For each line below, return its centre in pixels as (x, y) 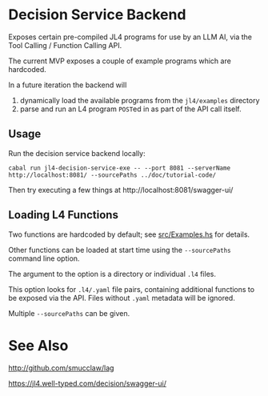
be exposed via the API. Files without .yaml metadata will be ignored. (122, 298)
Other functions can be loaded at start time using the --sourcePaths (120, 250)
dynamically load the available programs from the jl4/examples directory (140, 100)
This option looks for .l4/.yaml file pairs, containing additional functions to (131, 289)
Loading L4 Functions (63, 215)
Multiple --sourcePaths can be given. (69, 313)
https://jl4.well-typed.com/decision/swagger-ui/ (87, 383)
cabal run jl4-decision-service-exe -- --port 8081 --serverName (119, 168)
